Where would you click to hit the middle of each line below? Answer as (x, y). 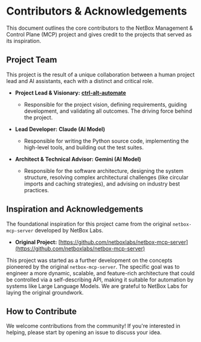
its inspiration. (24, 41)
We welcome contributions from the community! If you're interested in (93, 326)
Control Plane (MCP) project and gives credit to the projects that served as (99, 34)
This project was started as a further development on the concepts (90, 260)
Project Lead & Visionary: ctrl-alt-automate (71, 93)
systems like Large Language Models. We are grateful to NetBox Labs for (97, 286)
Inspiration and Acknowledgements (75, 210)
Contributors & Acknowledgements (97, 11)
